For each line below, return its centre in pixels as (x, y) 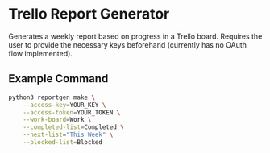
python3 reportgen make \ (52, 97)
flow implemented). (40, 53)
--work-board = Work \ (57, 120)
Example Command (58, 79)
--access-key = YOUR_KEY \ (64, 105)
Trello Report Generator (89, 14)
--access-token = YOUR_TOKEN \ (72, 112)
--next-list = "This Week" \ (68, 135)
